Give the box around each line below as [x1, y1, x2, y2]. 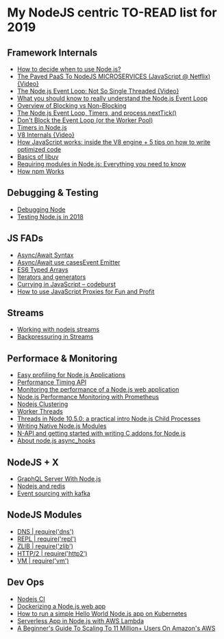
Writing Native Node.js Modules [16, 422, 108, 430]
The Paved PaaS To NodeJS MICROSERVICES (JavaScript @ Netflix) [16, 72, 211, 80]
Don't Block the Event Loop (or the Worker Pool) [16, 116, 153, 124]
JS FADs [7, 232, 44, 245]
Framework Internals [7, 47, 98, 58]
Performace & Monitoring [7, 352, 118, 364]
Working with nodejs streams [16, 325, 100, 334]
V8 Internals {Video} [16, 131, 75, 139]
